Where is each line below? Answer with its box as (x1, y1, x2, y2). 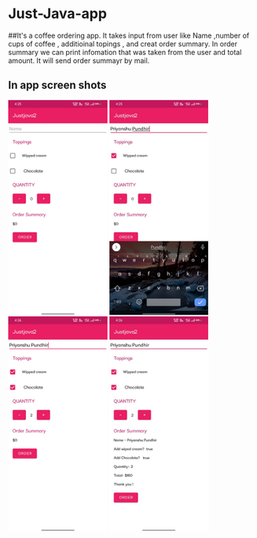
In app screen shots (8, 79, 107, 92)
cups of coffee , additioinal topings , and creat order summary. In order (8, 39, 238, 48)
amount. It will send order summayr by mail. (8, 56, 150, 65)
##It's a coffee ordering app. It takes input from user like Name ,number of (8, 31, 250, 40)
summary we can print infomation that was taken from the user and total (8, 47, 242, 57)
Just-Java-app (8, 5, 108, 23)
